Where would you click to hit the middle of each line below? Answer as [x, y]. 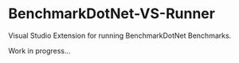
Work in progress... [39, 50]
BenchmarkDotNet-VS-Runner [112, 14]
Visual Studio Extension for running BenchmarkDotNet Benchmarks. [120, 35]
